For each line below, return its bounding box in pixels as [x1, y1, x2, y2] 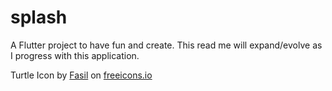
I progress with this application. [10, 49, 140, 61]
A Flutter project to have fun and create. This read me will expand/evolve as [10, 39, 323, 51]
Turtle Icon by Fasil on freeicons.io [10, 69, 153, 81]
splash [10, 6, 68, 29]
